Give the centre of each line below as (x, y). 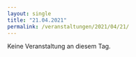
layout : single (29, 14)
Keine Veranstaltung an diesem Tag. (59, 47)
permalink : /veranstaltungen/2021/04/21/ (68, 26)
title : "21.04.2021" (37, 20)
